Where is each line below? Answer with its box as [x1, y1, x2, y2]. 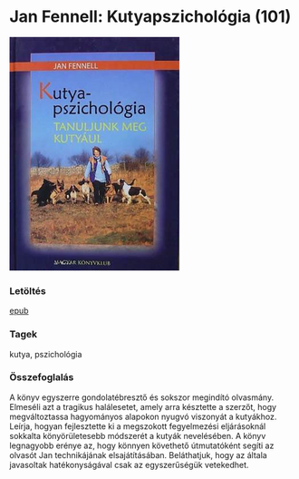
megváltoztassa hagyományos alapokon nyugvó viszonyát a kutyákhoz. [9, 411, 277, 422]
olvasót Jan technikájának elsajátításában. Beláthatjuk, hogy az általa [9, 449, 267, 460]
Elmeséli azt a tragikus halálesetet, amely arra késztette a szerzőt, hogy [9, 401, 277, 412]
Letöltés [9, 284, 47, 297]
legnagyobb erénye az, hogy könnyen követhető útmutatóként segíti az [9, 440, 275, 451]
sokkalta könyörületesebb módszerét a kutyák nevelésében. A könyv [9, 430, 266, 441]
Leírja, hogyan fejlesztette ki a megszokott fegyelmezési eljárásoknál [9, 420, 266, 432]
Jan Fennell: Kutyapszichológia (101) [9, 6, 292, 27]
